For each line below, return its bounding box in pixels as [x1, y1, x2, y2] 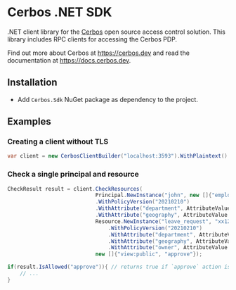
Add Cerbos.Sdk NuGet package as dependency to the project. [17, 95, 199, 103]
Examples [7, 115, 51, 127]
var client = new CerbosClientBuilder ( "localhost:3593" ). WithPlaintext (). [7, 153, 231, 160]
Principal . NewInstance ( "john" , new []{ [95, 191, 212, 199]
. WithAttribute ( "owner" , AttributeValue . [107, 244, 231, 251]
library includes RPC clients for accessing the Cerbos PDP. [7, 34, 178, 43]
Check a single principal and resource [7, 170, 139, 179]
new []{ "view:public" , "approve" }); [95, 251, 202, 258]
